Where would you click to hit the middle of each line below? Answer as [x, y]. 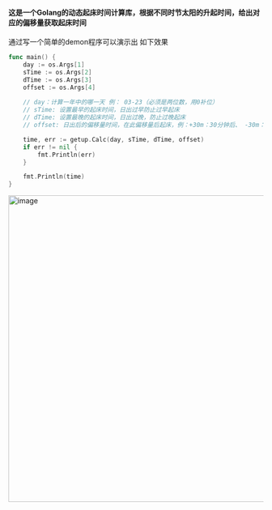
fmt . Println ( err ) [66, 155]
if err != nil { [51, 147]
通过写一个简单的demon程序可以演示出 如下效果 [88, 42]
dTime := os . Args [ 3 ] [57, 80]
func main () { [32, 57]
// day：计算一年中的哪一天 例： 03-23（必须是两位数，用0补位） [121, 102]
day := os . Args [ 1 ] [54, 65]
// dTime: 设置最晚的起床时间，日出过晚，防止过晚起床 [104, 117]
